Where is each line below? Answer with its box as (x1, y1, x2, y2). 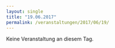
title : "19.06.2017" (6, 14, 57, 20)
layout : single (6, 8, 44, 15)
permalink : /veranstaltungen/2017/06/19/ (6, 19, 110, 25)
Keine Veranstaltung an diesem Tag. (6, 36, 94, 43)
